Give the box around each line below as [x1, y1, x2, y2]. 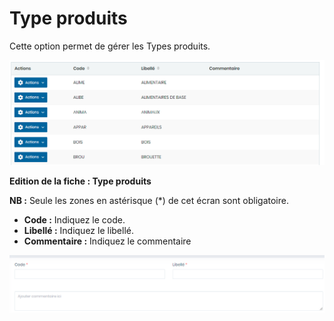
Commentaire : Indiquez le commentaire [23, 235, 192, 247]
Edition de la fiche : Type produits [9, 175, 152, 187]
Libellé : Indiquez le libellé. [23, 224, 134, 236]
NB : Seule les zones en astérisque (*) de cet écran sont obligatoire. [9, 194, 289, 206]
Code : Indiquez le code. [23, 213, 126, 226]
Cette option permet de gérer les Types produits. [9, 40, 211, 52]
